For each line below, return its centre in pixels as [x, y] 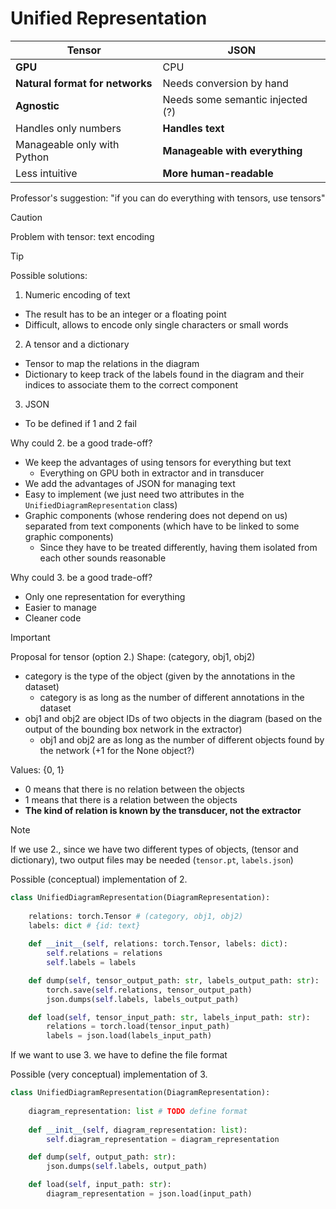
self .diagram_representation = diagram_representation [163, 1139]
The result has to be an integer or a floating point [125, 314]
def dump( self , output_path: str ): [102, 1157]
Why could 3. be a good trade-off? [81, 577]
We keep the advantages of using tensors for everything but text [158, 462]
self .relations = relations [104, 953]
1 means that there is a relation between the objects [131, 799]
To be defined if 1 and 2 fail [80, 423]
